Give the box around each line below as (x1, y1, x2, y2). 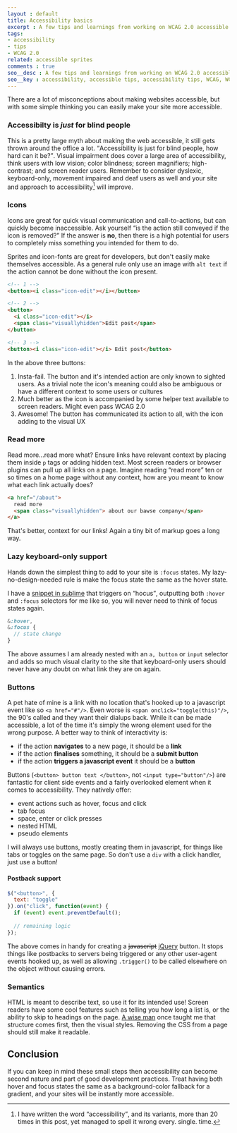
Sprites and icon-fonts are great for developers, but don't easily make (7, 252, 210, 261)
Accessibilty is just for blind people (7, 121, 131, 130)
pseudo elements (17, 829, 68, 838)
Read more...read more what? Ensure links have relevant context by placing (7, 451, 226, 459)
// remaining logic (13, 922, 71, 929)
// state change (13, 630, 61, 638)
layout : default (7, 10, 59, 18)
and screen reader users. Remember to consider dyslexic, (35, 166, 203, 175)
